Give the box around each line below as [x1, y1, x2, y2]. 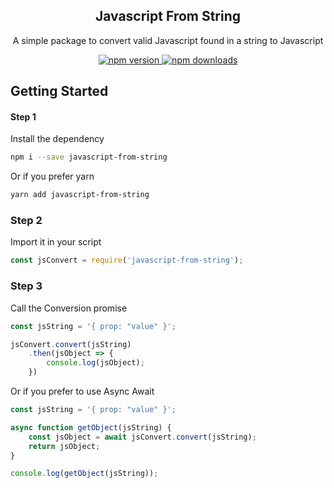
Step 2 [10, 214, 43, 228]
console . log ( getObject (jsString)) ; [10, 469, 159, 479]
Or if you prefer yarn [10, 170, 95, 183]
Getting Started [10, 83, 109, 100]
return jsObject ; [28, 441, 101, 451]
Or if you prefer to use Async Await [10, 385, 155, 397]
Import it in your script [10, 236, 102, 248]
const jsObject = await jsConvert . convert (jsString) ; [28, 432, 257, 442]
